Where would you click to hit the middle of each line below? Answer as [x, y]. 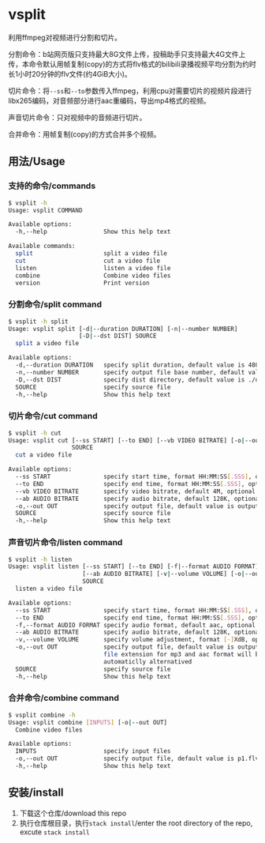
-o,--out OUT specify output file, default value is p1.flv [137, 759]
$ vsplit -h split [38, 322]
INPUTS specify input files [93, 751]
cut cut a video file [88, 261]
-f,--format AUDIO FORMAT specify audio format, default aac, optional [136, 625]
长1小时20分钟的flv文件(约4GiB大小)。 [70, 73]
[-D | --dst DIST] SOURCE [118, 336]
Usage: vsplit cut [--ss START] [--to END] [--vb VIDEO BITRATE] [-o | [127, 440]
